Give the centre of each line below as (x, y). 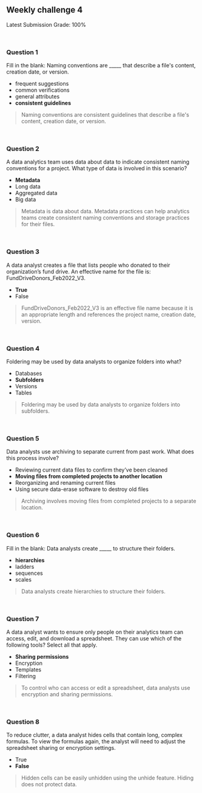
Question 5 (23, 438)
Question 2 (23, 149)
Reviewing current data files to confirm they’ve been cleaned (91, 470)
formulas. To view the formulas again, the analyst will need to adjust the (96, 741)
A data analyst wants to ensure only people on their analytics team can (95, 632)
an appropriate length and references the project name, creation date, (108, 314)
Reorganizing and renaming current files (65, 483)
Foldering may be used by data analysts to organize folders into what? (94, 362)
